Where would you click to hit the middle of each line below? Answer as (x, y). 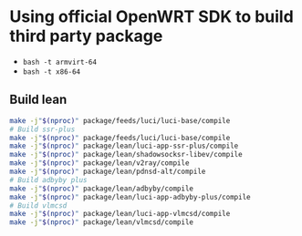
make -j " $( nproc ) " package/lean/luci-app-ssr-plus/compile (124, 146)
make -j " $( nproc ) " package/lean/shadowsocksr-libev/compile (126, 155)
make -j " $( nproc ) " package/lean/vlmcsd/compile (102, 222)
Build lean (38, 100)
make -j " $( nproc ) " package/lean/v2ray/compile (99, 163)
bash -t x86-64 (52, 72)
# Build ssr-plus (42, 129)
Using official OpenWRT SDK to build (151, 17)
